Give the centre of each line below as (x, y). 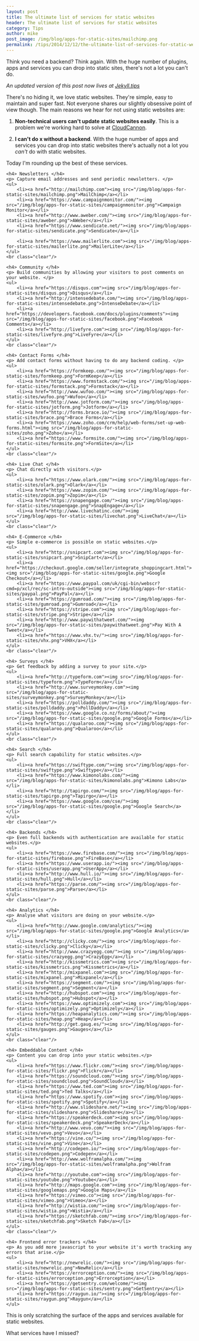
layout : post (22, 12)
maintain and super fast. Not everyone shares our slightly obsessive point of (99, 103)
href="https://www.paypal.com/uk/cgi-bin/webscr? (98, 583)
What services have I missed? (42, 1333)
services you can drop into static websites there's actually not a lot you (101, 145)
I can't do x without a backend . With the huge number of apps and (97, 139)
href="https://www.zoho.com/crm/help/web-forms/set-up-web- (111, 423)
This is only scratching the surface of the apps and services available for (95, 1315)
